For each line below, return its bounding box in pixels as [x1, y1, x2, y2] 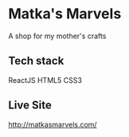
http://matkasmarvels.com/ [8, 119, 97, 129]
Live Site [8, 99, 52, 112]
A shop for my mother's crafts [8, 31, 107, 41]
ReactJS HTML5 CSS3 [8, 75, 82, 84]
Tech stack [8, 54, 64, 68]
